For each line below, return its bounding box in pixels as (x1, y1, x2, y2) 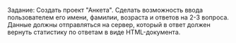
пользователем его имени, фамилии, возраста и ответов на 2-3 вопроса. (7, 13, 230, 21)
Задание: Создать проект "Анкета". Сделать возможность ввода (7, 6, 203, 14)
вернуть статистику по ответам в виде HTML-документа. (7, 28, 181, 36)
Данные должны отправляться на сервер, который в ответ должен (7, 21, 211, 28)
